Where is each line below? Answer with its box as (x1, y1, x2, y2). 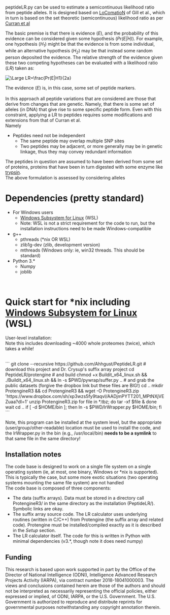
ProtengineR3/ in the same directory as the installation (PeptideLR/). (12, 500, 155, 507)
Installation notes (5, 450, 62, 459)
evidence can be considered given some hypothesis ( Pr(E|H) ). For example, (5, 36, 164, 42)
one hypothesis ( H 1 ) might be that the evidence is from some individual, (5, 41, 155, 48)
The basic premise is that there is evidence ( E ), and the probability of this (5, 30, 159, 37)
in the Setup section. (12, 528, 56, 534)
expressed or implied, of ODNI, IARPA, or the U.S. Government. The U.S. (5, 594, 156, 600)
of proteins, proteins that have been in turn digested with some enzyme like (5, 164, 163, 170)
